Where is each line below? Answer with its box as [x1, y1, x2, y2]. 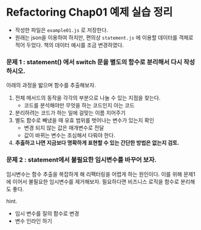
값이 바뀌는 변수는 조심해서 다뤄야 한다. [23, 132, 116, 139]
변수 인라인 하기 [14, 217, 52, 225]
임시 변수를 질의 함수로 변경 [14, 210, 80, 217]
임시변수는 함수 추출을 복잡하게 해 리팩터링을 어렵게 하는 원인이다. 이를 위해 [6, 170, 182, 177]
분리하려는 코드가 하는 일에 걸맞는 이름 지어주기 [14, 109, 126, 117]
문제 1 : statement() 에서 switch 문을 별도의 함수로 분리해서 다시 [6, 57, 182, 66]
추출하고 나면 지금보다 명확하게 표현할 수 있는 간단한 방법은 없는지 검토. [14, 139, 179, 147]
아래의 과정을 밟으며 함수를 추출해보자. [6, 81, 96, 89]
